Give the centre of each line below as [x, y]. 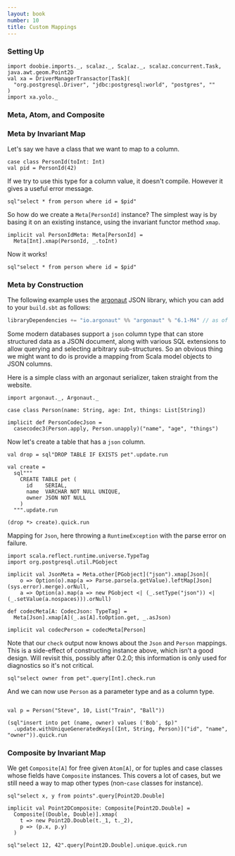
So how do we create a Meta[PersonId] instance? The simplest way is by [112, 214]
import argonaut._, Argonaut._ [53, 398]
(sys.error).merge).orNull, [49, 587]
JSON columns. [30, 364]
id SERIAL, [47, 486]
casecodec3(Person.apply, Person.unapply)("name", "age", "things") [116, 429]
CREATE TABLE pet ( [49, 480]
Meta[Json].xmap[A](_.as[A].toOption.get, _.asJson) [93, 618]
